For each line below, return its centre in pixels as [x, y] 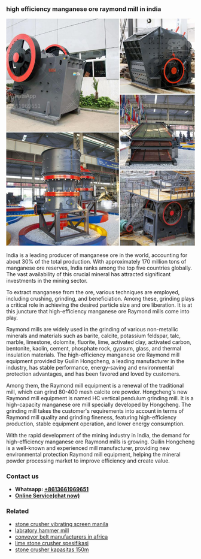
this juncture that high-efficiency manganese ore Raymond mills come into [98, 311]
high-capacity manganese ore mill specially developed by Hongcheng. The [99, 404]
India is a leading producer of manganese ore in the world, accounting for [97, 255]
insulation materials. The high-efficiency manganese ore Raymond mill [93, 355]
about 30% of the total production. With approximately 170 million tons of [96, 261]
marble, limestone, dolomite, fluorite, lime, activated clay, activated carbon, [99, 342]
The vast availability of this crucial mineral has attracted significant [89, 274]
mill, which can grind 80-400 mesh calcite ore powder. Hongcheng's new [97, 392]
